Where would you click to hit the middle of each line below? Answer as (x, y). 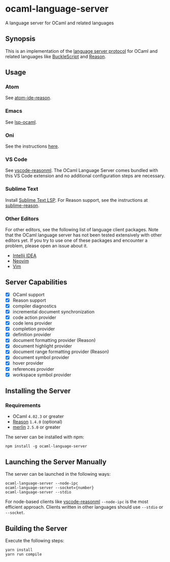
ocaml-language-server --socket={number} (50, 488)
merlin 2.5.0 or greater (37, 427)
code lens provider (32, 323)
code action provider (35, 317)
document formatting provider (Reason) (54, 340)
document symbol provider (41, 358)
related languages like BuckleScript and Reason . (56, 56)
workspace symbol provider (42, 375)
